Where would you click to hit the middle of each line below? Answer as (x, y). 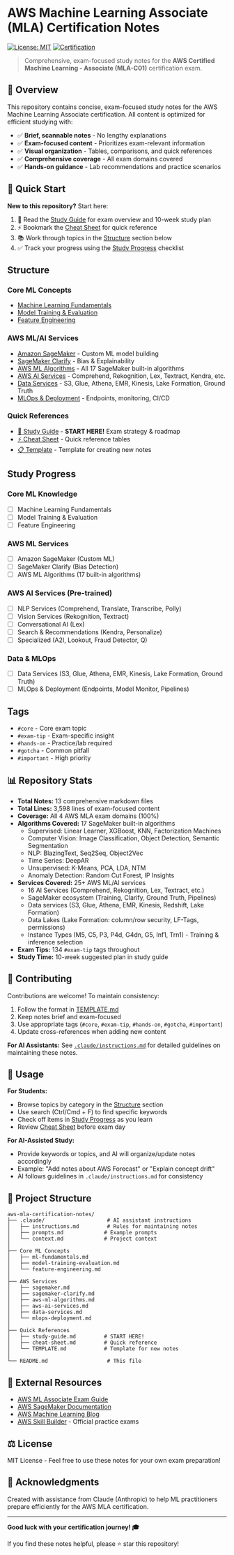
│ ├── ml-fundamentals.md (48, 1257)
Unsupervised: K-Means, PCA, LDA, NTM (87, 868)
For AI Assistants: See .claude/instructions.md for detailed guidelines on (114, 1045)
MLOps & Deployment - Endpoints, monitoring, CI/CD (94, 398)
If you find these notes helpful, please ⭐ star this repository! (93, 1543)
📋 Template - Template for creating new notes (84, 449)
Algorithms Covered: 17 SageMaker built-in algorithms (96, 823)
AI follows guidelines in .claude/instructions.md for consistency (110, 1176)
